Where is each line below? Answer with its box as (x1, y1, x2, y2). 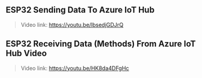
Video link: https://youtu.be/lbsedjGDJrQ (20, 21, 124, 28)
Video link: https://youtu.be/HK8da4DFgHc (20, 64, 129, 72)
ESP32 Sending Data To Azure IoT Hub (6, 5, 155, 15)
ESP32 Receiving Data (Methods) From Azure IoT (6, 39, 196, 49)
